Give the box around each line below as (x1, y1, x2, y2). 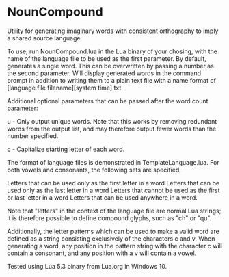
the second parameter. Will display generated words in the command (7, 69, 202, 77)
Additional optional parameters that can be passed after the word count (7, 96, 208, 105)
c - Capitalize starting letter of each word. (7, 145, 125, 153)
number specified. (7, 131, 59, 140)
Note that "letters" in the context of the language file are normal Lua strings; (7, 207, 221, 215)
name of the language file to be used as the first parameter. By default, (7, 54, 206, 62)
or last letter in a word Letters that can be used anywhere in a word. (7, 193, 198, 202)
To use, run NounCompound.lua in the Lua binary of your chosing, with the (7, 47, 217, 55)
